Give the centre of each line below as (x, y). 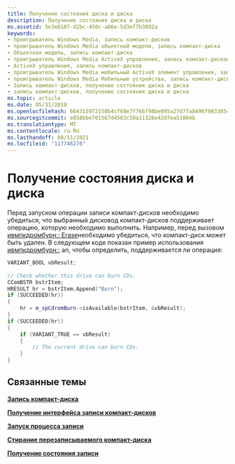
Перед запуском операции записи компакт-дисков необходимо (103, 213)
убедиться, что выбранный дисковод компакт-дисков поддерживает (111, 220)
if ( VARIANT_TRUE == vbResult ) (65, 334)
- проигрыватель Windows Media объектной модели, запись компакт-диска (114, 46)
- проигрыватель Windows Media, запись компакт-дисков (89, 40)
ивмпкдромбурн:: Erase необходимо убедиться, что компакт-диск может (116, 235)
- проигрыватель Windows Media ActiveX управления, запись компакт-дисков (119, 59)
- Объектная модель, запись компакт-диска (70, 53)
